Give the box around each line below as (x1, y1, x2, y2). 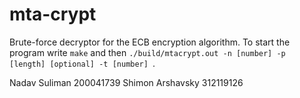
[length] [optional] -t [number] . (9, 57, 156, 69)
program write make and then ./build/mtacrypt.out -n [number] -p (9, 46, 286, 58)
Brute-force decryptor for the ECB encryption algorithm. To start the (9, 36, 291, 48)
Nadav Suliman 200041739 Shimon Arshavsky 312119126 (9, 76, 244, 88)
